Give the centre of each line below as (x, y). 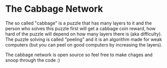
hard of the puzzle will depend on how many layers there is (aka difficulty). (83, 34)
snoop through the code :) (33, 60)
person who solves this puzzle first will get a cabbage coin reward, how (80, 28)
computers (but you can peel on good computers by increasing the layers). (84, 44)
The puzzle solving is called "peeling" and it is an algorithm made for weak (83, 39)
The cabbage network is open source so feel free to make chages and (79, 55)
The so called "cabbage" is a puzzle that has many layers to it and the (78, 23)
